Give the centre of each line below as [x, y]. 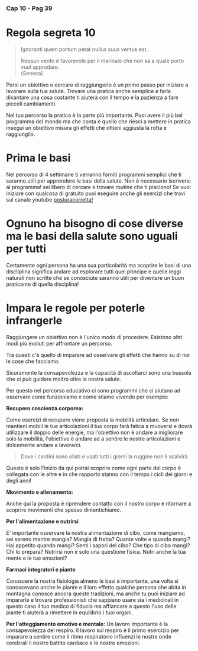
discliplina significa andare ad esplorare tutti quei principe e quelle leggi [94, 272]
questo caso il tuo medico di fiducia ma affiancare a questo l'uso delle [91, 606]
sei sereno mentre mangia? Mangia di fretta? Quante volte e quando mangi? [98, 539]
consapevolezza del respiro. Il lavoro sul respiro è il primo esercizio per [92, 630]
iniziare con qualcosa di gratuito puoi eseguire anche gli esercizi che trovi [96, 193]
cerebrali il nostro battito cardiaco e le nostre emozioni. [73, 643]
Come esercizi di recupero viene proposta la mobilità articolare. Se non [92, 420]
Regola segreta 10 [51, 33]
